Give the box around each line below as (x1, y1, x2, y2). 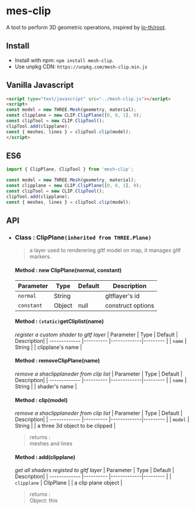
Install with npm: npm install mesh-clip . (14, 56, 114, 63)
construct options (105, 301, 155, 309)
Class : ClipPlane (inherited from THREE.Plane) (14, 233, 152, 241)
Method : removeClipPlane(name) (14, 357, 100, 364)
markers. (29, 253, 52, 260)
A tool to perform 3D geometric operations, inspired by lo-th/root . (6, 24, 167, 31)
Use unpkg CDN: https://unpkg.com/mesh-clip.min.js (14, 63, 148, 70)
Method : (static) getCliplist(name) (14, 318, 104, 325)
